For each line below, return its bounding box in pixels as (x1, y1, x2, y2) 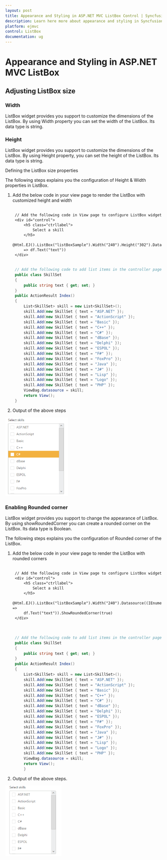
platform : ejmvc (5, 24, 39, 29)
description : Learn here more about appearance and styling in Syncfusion (5, 18, 164, 23)
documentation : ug (5, 34, 43, 39)
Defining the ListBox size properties (5, 167, 79, 174)
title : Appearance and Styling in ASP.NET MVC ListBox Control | (5, 13, 143, 18)
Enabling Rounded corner (5, 503, 68, 510)
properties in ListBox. (5, 182, 49, 189)
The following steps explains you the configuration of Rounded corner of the (5, 535, 162, 541)
